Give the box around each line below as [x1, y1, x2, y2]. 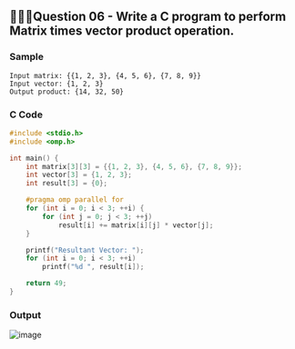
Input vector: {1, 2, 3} [9, 79, 104, 88]
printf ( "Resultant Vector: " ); [25, 245, 145, 254]
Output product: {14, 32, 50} [9, 87, 125, 96]
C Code [9, 108, 44, 121]
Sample [9, 51, 44, 64]
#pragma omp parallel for [25, 195, 125, 204]
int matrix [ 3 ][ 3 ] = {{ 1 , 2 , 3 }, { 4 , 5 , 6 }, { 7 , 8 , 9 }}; [25, 162, 243, 171]
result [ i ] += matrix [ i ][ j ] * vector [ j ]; [57, 220, 214, 230]
